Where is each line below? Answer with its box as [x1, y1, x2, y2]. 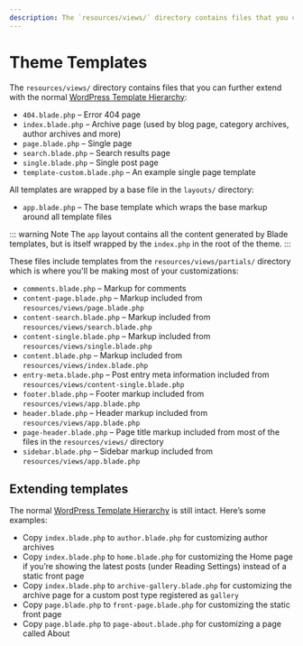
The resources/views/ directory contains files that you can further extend [9, 82, 282, 93]
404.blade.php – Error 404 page [22, 109, 142, 120]
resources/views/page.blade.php [22, 303, 144, 312]
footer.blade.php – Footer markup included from [22, 388, 205, 399]
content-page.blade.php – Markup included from [22, 292, 203, 303]
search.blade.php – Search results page [22, 147, 171, 158]
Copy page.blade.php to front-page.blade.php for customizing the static [22, 599, 290, 610]
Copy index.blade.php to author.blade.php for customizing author [22, 532, 269, 543]
